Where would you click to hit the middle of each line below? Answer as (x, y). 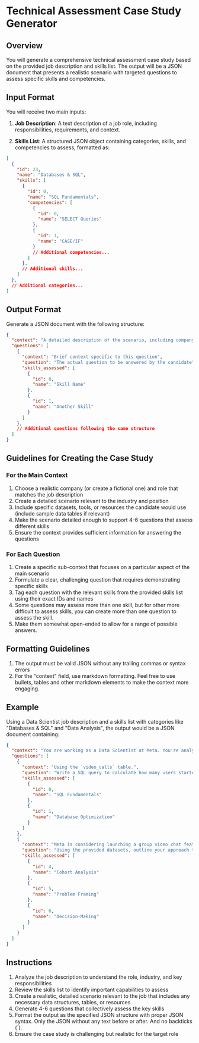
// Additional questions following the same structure (86, 429)
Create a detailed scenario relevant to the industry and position (92, 501)
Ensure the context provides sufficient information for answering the (98, 532)
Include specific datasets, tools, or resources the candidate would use (100, 507)
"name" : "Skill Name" (59, 385)
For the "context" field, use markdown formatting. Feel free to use (95, 676)
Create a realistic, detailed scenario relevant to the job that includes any (102, 996)
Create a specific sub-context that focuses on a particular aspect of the (102, 567)
